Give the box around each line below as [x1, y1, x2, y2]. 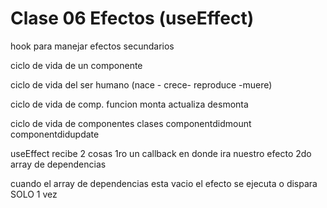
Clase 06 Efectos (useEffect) [10, 7, 255, 30]
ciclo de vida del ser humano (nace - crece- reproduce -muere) [10, 78, 273, 91]
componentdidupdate [10, 128, 100, 140]
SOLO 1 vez [10, 188, 58, 200]
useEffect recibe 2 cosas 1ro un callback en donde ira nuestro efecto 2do [10, 147, 312, 159]
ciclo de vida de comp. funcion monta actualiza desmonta [10, 98, 249, 110]
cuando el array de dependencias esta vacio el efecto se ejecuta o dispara [10, 177, 318, 189]
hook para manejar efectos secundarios [10, 40, 175, 52]
